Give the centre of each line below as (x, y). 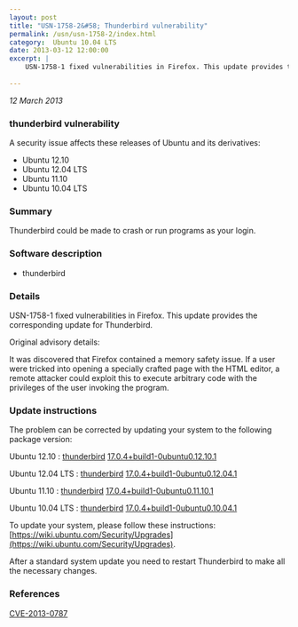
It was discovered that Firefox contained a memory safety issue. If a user (142, 359)
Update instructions (53, 410)
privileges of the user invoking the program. (90, 387)
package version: (41, 440)
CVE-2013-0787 (39, 613)
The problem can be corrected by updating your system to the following (141, 430)
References (35, 594)
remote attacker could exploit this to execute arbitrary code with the (133, 377)
